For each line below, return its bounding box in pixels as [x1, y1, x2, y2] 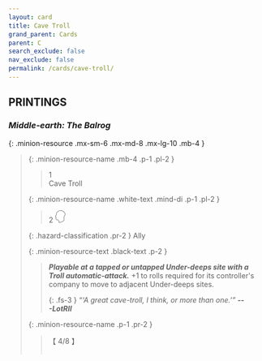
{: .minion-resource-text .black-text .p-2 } [28, 246, 168, 256]
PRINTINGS [8, 96, 67, 110]
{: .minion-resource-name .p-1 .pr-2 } [28, 319, 152, 329]
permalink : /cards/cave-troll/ [8, 65, 114, 73]
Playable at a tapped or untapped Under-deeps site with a [48, 262, 249, 272]
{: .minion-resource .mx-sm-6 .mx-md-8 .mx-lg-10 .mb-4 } [8, 138, 205, 148]
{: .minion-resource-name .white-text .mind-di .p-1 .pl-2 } [28, 194, 221, 204]
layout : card [8, 13, 53, 21]
